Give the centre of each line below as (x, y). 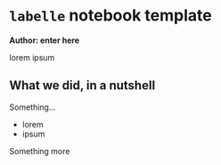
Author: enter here (45, 40)
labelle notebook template (110, 16)
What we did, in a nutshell (82, 86)
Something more (40, 151)
